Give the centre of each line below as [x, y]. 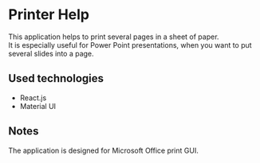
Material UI [38, 106]
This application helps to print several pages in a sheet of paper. [114, 37]
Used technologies [56, 78]
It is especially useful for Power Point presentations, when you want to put [130, 45]
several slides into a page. [51, 53]
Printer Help [49, 15]
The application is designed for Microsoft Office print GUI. [104, 150]
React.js [33, 98]
